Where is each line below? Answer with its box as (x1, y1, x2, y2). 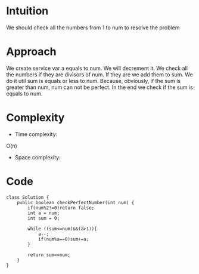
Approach (6, 45, 57, 59)
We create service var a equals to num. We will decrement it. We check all (6, 64, 188, 72)
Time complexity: (14, 130, 58, 138)
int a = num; (27, 210, 60, 216)
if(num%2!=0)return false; (27, 205, 95, 211)
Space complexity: (14, 153, 61, 161)
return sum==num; (27, 252, 70, 258)
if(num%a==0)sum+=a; (38, 236, 89, 242)
